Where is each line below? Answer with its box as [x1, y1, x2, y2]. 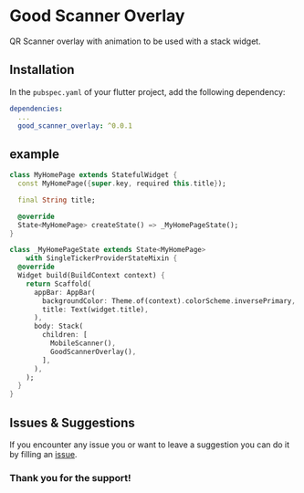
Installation [9, 62, 75, 78]
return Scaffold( [26, 279, 92, 288]
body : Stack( [33, 321, 84, 331]
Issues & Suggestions [9, 414, 135, 430]
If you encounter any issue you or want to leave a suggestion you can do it [9, 439, 290, 450]
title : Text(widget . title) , [42, 305, 149, 314]
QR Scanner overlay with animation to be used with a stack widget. [9, 36, 262, 47]
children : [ [42, 330, 89, 340]
